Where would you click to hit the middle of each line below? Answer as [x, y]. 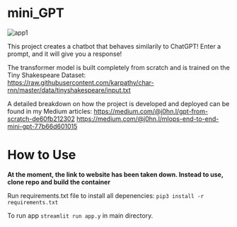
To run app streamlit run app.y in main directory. [80, 215]
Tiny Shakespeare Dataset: [47, 75]
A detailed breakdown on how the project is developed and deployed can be [118, 103]
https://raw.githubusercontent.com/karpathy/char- [81, 82]
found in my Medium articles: [50, 111]
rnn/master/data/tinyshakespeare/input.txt [69, 90]
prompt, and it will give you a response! [65, 54]
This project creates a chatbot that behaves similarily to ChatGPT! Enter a [114, 46]
